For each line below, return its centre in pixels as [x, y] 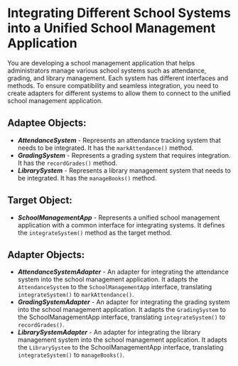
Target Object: [40, 200]
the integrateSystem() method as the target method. [94, 232]
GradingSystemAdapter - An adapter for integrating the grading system [124, 302]
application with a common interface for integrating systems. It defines [121, 225]
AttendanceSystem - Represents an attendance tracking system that [119, 140]
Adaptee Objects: [47, 123]
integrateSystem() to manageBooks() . [71, 355]
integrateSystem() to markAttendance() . [76, 295]
